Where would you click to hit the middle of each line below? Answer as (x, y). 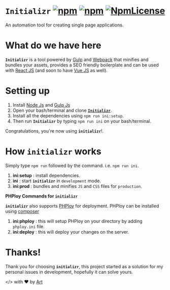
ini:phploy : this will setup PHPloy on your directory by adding (78, 221)
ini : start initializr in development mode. (57, 181)
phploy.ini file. (28, 227)
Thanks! (23, 252)
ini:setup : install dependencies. (46, 175)
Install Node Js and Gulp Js (41, 105)
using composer (22, 211)
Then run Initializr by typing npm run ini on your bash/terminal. (82, 121)
